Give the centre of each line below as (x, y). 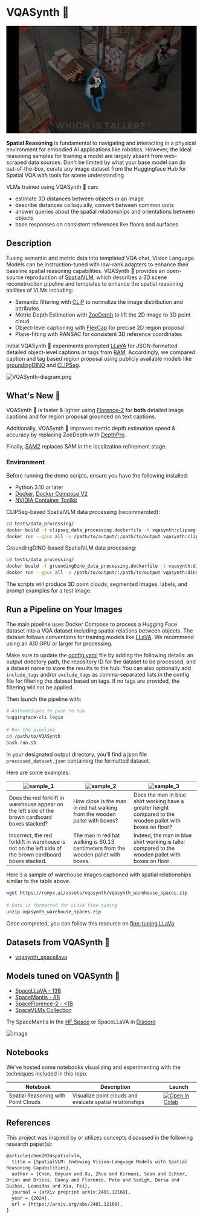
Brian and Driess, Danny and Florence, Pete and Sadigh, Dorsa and (93, 1180)
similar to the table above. (38, 881)
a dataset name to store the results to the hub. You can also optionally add (99, 668)
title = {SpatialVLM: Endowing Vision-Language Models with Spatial (100, 1161)
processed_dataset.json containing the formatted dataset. (79, 761)
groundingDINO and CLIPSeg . (43, 365)
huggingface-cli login (35, 717)
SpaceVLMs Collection (43, 1010)
